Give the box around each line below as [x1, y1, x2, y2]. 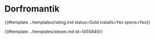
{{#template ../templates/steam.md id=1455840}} [4, 28, 103, 34]
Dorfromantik [4, 3, 60, 14]
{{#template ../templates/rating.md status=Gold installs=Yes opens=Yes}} [4, 19, 150, 25]
